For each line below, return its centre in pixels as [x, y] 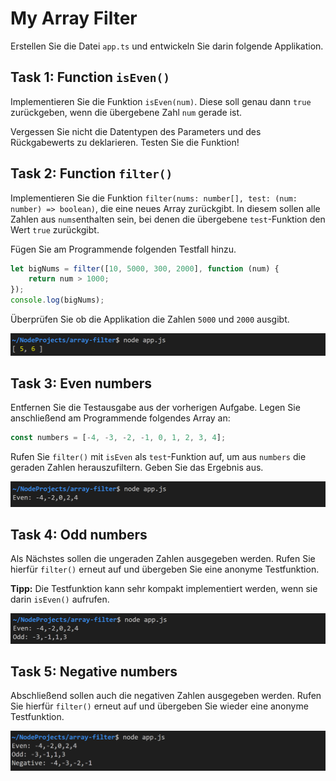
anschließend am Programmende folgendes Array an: [120, 418]
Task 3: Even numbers [81, 383]
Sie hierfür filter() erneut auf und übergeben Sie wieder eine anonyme [159, 706]
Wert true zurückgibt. [55, 229]
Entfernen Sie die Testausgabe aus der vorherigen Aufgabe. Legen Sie [155, 408]
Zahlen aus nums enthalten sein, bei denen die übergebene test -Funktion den [168, 219]
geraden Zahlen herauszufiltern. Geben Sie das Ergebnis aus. [137, 468]
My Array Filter [74, 18]
